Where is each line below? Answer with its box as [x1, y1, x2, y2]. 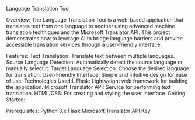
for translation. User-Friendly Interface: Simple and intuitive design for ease [6, 71, 188, 78]
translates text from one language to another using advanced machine [6, 23, 175, 29]
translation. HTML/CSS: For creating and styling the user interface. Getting [6, 90, 186, 97]
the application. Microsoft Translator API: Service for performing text [6, 84, 171, 90]
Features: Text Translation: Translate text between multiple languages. [6, 53, 175, 59]
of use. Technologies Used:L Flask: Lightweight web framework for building [6, 77, 188, 84]
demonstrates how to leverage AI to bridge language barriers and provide [6, 35, 183, 42]
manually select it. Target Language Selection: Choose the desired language [6, 65, 190, 72]
